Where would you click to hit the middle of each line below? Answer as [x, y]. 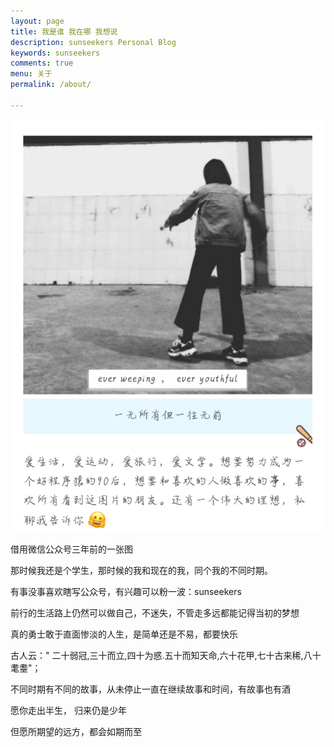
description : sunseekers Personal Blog [93, 42]
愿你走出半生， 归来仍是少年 [68, 710]
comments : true [42, 63]
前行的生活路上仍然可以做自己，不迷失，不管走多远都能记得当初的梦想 [155, 612]
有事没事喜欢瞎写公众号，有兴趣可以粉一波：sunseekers [126, 591]
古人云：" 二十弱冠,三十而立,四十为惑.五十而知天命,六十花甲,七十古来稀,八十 [166, 655]
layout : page [37, 21]
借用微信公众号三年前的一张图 [71, 549]
